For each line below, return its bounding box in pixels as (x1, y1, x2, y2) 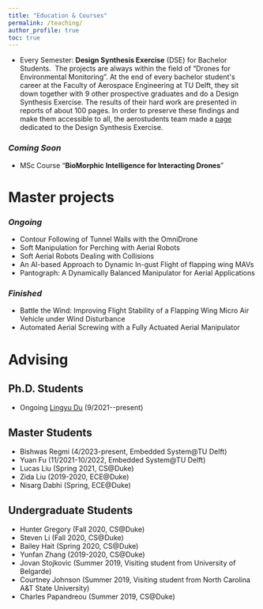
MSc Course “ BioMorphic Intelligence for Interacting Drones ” (19, 160, 224, 170)
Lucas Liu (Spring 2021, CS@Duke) (19, 464, 134, 474)
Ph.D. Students (8, 382, 84, 395)
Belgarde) (19, 566, 52, 576)
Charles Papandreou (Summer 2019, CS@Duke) (19, 592, 175, 601)
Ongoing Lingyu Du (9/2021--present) (19, 403, 144, 413)
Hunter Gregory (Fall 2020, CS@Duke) (19, 524, 145, 534)
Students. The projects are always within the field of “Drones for (19, 64, 231, 74)
